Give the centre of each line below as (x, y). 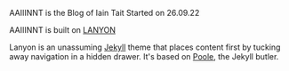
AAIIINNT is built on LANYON (62, 30)
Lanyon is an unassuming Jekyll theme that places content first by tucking (145, 47)
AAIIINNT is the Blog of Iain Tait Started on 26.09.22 (104, 13)
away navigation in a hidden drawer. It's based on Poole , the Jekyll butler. (144, 56)
